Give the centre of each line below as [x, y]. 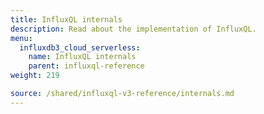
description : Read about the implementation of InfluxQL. [133, 29]
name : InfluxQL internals [82, 57]
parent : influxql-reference [86, 66]
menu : [21, 38]
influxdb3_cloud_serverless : [80, 47]
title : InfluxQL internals [66, 19]
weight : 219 [35, 76]
